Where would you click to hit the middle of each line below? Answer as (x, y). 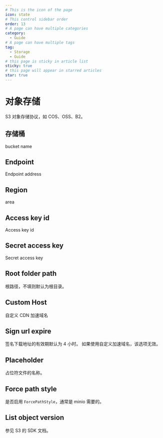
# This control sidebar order (37, 19)
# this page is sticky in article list (47, 61)
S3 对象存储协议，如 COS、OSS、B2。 (45, 117)
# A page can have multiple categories (47, 29)
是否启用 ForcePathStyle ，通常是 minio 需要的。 (54, 401)
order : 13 (15, 24)
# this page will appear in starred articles (53, 71)
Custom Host (26, 303)
